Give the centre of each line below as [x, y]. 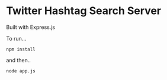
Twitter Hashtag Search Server [84, 11]
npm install [21, 49]
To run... [16, 38]
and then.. [19, 60]
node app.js [21, 71]
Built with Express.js [31, 27]
